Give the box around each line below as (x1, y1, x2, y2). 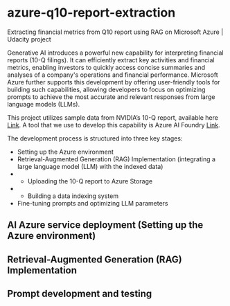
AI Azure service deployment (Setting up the (7, 219, 204, 231)
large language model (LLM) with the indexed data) (17, 162, 163, 170)
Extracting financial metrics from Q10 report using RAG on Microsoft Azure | (7, 28, 224, 36)
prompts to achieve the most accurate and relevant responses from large (7, 92, 215, 101)
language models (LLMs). (7, 100, 80, 108)
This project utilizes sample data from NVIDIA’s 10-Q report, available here (7, 113, 218, 122)
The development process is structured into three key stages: (7, 134, 183, 143)
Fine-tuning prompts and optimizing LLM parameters (17, 199, 168, 207)
